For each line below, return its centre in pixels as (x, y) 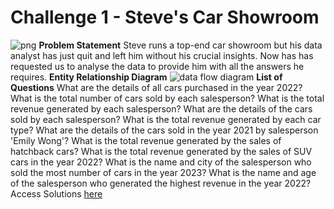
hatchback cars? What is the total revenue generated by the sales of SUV (161, 151)
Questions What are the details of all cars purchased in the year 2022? (156, 87)
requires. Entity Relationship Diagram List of (146, 77)
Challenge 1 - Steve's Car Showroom (165, 17)
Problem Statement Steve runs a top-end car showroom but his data (180, 45)
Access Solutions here (56, 193)
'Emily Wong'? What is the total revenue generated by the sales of (146, 140)
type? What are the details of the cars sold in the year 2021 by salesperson (164, 130)
